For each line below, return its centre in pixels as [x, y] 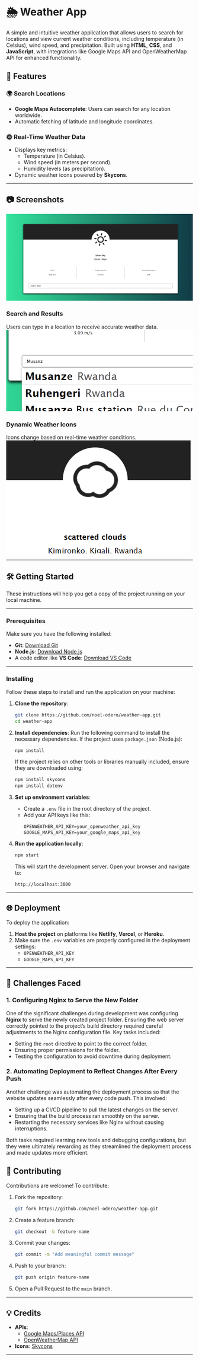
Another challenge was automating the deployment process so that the [93, 1092]
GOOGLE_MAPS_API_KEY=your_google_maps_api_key [82, 833]
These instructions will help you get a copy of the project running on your [96, 594]
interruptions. [31, 1129]
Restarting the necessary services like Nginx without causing [89, 1122]
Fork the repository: [39, 1197]
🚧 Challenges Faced [44, 984]
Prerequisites [26, 621]
